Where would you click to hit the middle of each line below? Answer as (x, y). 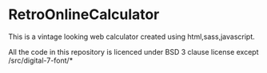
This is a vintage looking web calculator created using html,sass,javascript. (132, 36)
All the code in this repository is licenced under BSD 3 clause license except (133, 52)
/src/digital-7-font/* (41, 60)
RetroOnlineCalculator (84, 15)
